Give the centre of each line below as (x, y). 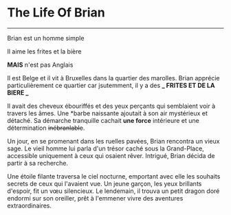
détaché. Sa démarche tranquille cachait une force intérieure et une (103, 120)
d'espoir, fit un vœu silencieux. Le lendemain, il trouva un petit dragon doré (113, 191)
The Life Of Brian (56, 13)
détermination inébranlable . (46, 128)
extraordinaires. (30, 205)
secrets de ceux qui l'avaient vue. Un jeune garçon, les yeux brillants (104, 183)
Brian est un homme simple (46, 38)
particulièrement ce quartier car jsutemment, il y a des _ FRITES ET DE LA (111, 85)
